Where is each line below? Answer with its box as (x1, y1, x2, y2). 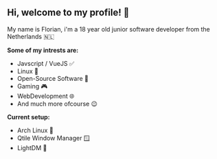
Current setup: (7, 112, 50, 121)
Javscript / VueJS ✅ (16, 59, 75, 67)
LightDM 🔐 (16, 143, 47, 151)
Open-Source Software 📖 (16, 74, 89, 82)
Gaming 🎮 (16, 82, 48, 90)
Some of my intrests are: (7, 46, 79, 54)
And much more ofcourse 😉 (16, 99, 98, 108)
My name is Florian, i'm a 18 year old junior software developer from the (7, 25, 211, 33)
